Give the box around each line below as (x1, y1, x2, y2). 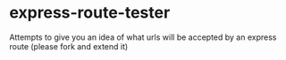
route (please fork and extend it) (9, 41, 129, 51)
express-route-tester (9, 3, 171, 23)
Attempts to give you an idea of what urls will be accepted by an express (9, 32, 277, 42)
